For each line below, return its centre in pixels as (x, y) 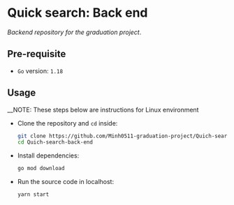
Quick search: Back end (78, 13)
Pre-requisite (37, 54)
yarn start (33, 195)
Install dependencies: (48, 155)
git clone (32, 136)
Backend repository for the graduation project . (74, 32)
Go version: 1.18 (40, 70)
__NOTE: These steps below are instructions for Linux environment (103, 109)
